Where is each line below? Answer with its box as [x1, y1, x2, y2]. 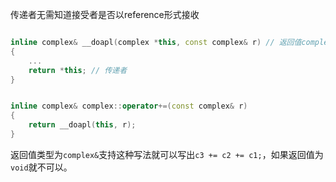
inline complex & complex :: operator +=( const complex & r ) [10, 101, 248, 112]
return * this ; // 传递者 [28, 65, 128, 75]
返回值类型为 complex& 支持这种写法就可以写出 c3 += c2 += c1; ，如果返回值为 [10, 148, 324, 160]
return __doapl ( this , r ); [28, 120, 137, 130]
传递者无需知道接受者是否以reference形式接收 [10, 9, 200, 20]
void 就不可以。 [10, 161, 73, 173]
